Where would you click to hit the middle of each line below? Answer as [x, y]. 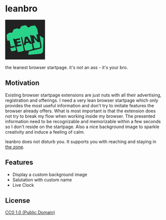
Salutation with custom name [42, 180]
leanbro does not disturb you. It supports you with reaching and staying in [81, 142]
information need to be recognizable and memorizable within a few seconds [83, 121]
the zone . [15, 147]
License [18, 200]
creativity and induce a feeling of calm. [45, 132]
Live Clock [23, 185]
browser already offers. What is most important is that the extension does [81, 111]
